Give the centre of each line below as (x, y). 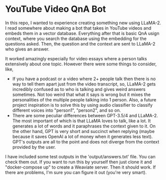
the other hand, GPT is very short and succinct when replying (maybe (83, 131)
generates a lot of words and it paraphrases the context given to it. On (84, 126)
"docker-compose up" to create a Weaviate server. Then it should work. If (81, 167)
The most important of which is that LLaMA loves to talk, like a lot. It (82, 121)
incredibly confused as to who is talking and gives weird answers (79, 89)
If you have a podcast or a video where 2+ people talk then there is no (84, 79)
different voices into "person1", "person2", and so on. (67, 110)
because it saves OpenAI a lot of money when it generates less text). (83, 136)
